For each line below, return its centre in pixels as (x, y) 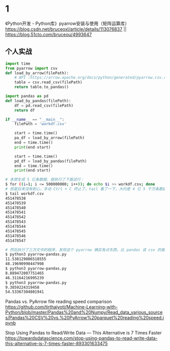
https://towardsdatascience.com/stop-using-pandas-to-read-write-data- (81, 338)
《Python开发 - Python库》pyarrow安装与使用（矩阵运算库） (67, 23)
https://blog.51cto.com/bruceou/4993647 (49, 34)
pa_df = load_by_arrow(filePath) (50, 138)
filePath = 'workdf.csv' (40, 124)
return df (25, 110)
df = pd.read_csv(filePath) (44, 106)
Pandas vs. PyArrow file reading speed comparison (59, 302)
